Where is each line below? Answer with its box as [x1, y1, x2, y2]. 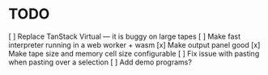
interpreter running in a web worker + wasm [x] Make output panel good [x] [8, 40, 261, 49]
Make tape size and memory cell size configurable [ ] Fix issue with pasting [8, 48, 260, 58]
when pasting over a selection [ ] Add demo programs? [8, 57, 193, 67]
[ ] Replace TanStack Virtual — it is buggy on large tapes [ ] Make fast [8, 31, 241, 41]
